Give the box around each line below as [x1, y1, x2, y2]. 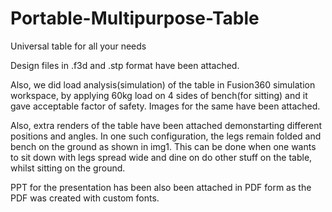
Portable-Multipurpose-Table [10, 7, 260, 30]
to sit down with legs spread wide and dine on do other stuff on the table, [10, 151, 313, 163]
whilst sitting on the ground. [10, 162, 126, 174]
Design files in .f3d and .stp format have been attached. [10, 59, 240, 71]
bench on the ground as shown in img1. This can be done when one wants [10, 140, 317, 152]
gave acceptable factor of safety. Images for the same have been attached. [10, 100, 321, 112]
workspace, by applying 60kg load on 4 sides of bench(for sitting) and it [10, 89, 308, 101]
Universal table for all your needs [10, 40, 147, 52]
